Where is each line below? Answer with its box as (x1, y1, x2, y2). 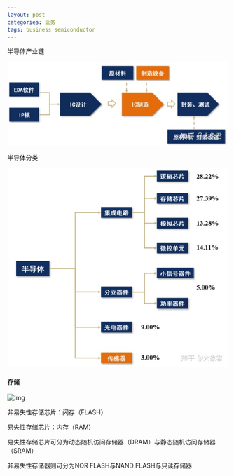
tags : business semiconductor (7, 26, 96, 33)
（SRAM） (7, 447, 38, 455)
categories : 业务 (7, 18, 56, 26)
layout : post (7, 11, 46, 18)
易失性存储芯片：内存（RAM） (7, 423, 95, 431)
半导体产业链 (7, 47, 44, 55)
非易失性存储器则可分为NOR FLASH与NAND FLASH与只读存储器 (7, 461, 193, 470)
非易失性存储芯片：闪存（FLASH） (7, 408, 107, 416)
